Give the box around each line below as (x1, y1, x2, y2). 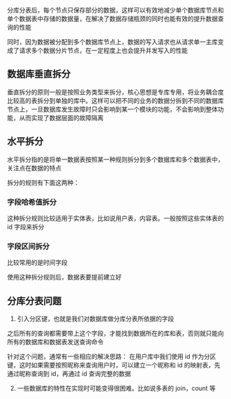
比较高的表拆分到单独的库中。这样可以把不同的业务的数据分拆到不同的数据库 (7, 96, 224, 104)
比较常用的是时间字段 (7, 258, 67, 266)
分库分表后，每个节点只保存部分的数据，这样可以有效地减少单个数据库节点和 (7, 6, 224, 14)
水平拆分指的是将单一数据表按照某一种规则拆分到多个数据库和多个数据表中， (7, 155, 224, 163)
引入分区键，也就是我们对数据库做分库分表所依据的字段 (16, 315, 174, 323)
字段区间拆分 (7, 241, 50, 251)
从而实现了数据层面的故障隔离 (19, 113, 104, 122)
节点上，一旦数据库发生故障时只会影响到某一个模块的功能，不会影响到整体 (7, 105, 218, 113)
